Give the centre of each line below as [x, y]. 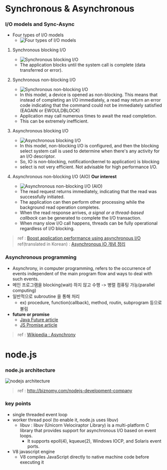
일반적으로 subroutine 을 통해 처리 [46, 296]
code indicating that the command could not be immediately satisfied [91, 106]
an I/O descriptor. [38, 156]
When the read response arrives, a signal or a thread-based [82, 213]
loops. [26, 436]
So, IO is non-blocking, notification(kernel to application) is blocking [89, 162]
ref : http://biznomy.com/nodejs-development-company [75, 391]
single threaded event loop [40, 414]
